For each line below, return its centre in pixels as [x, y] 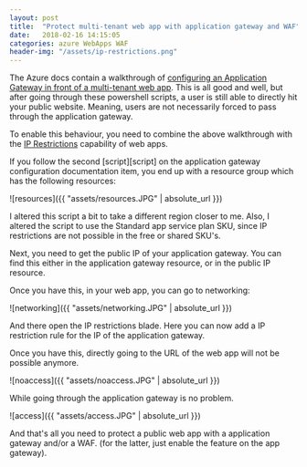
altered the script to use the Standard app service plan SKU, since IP [138, 226]
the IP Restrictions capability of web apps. [89, 144]
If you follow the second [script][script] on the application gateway [135, 161]
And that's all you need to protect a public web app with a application [140, 433]
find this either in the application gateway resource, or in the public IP [140, 263]
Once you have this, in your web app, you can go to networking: [130, 291]
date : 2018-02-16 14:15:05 [65, 35]
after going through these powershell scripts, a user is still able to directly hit [153, 98]
